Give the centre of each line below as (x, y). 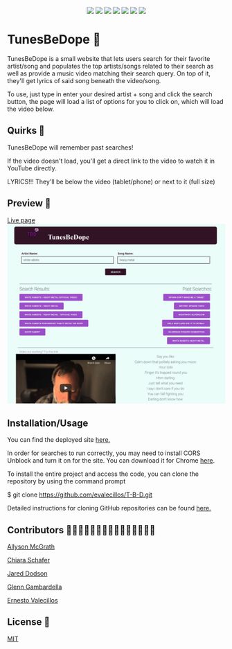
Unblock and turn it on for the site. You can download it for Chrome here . (111, 461)
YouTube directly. (32, 168)
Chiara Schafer (29, 560)
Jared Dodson (27, 574)
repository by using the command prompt (66, 481)
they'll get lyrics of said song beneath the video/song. (84, 80)
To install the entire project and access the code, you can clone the (103, 474)
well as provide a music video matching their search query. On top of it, (109, 73)
